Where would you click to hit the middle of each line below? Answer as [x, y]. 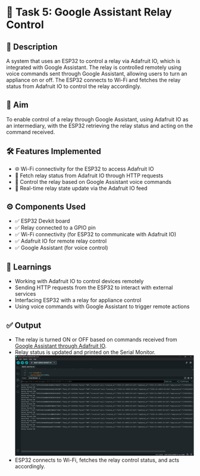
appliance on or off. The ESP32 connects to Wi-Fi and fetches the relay [93, 80]
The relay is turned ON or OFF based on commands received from [96, 340]
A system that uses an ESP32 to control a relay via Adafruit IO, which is [93, 61]
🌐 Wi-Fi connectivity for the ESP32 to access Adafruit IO [84, 168]
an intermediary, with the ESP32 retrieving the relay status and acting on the [100, 126]
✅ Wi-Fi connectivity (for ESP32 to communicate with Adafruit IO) [96, 234]
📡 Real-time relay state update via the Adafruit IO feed [81, 188]
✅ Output [24, 325]
